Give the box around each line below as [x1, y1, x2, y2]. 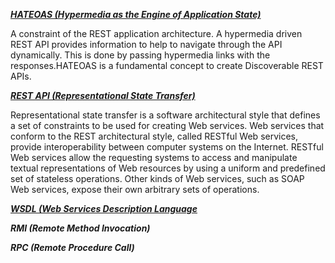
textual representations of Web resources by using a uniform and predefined [10, 162, 326, 174]
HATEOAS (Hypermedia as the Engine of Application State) [10, 9, 262, 20]
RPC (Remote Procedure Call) [10, 242, 135, 253]
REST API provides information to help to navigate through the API [10, 39, 283, 50]
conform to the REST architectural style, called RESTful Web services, [10, 130, 299, 142]
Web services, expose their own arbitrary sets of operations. [10, 184, 260, 195]
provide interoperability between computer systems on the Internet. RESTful [10, 141, 324, 153]
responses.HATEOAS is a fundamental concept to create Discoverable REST [10, 60, 324, 71]
